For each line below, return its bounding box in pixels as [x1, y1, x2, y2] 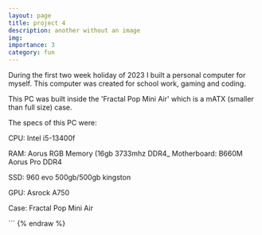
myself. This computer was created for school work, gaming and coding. [8, 79, 247, 88]
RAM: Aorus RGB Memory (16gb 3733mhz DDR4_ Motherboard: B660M [8, 148, 243, 158]
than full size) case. [8, 102, 73, 112]
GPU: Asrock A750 [8, 188, 70, 197]
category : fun [8, 48, 56, 56]
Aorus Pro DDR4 [8, 157, 62, 167]
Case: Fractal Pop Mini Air [8, 203, 94, 213]
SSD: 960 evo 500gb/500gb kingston [8, 172, 131, 182]
